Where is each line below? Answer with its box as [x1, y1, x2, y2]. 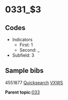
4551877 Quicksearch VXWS [5, 79, 63, 85]
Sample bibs [5, 67, 44, 75]
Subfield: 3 [12, 52, 34, 58]
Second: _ [19, 47, 40, 53]
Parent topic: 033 [5, 89, 40, 95]
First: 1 [19, 42, 33, 48]
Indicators [12, 36, 33, 42]
